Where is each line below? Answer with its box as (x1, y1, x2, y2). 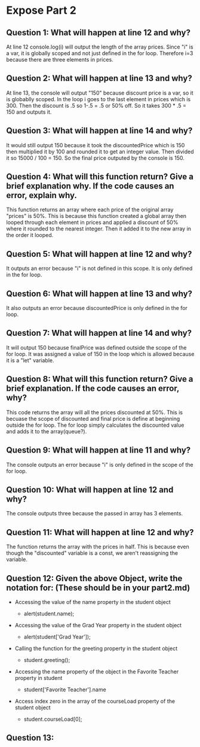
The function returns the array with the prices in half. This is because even (6, 543, 190, 551)
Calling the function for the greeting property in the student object (14, 645, 178, 652)
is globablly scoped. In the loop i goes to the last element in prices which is (6, 95, 191, 102)
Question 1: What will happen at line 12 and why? (6, 28, 191, 38)
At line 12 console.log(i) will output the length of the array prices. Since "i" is (6, 43, 193, 50)
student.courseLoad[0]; (23, 715, 82, 722)
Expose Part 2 (6, 4, 76, 17)
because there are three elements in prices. (6, 56, 113, 63)
